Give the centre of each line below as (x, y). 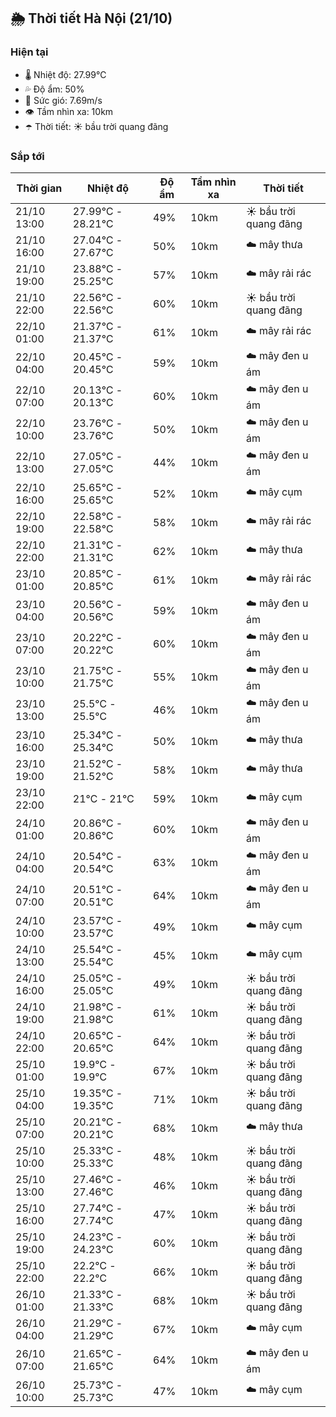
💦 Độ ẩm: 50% (54, 89)
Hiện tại (29, 52)
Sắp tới (27, 156)
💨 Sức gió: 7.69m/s (63, 100)
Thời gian (39, 188)
